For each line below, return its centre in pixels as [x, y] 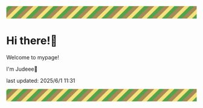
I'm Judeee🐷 [22, 69]
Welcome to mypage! [33, 57]
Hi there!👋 [32, 41]
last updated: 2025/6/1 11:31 [41, 80]
